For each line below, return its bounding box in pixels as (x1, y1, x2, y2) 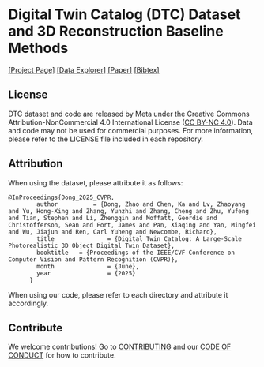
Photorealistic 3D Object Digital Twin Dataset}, (8, 242, 175, 249)
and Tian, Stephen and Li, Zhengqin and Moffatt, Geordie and (8, 214, 217, 222)
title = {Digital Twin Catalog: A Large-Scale (36, 234, 243, 242)
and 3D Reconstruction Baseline (8, 22, 224, 40)
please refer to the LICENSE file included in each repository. (8, 134, 204, 144)
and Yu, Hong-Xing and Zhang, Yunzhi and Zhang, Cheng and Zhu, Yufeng (8, 207, 249, 215)
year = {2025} (36, 269, 136, 277)
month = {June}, (36, 262, 140, 270)
